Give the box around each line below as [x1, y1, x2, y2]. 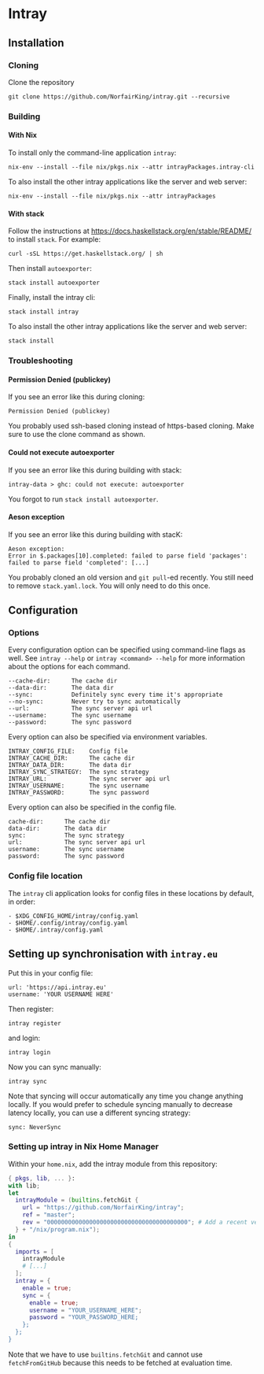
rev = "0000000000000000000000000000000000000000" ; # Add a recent [22, 1218, 247, 1227]
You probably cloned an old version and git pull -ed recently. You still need [8, 572, 254, 582]
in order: [8, 897, 36, 906]
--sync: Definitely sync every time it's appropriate [8, 691, 223, 699]
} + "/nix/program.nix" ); [15, 1225, 101, 1233]
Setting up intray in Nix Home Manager [8, 1141, 159, 1152]
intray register [8, 1019, 61, 1028]
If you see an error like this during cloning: [8, 392, 145, 402]
